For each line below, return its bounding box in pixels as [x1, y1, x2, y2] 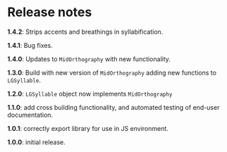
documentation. [7, 110, 54, 119]
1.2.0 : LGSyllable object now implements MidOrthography [7, 89, 173, 98]
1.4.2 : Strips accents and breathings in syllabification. [7, 27, 164, 36]
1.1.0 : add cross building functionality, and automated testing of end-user [7, 103, 220, 111]
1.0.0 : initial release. [7, 138, 66, 146]
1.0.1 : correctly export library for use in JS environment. [7, 124, 169, 132]
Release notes [7, 4, 92, 20]
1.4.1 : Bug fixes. [7, 41, 53, 49]
